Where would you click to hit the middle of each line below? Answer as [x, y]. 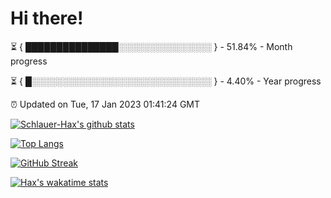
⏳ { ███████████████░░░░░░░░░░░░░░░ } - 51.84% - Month [151, 46]
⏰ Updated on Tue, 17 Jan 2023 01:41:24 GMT [105, 104]
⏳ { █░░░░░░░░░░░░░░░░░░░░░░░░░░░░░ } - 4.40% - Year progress [166, 81]
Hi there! [47, 18]
